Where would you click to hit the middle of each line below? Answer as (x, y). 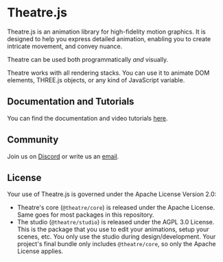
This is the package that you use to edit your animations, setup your (113, 229)
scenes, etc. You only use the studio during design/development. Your (116, 237)
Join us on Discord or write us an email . (63, 156)
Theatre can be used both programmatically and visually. (88, 59)
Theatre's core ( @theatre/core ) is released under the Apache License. (116, 208)
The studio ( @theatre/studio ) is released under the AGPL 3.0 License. (116, 222)
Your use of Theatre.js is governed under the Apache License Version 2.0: (112, 194)
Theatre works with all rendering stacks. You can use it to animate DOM (108, 73)
